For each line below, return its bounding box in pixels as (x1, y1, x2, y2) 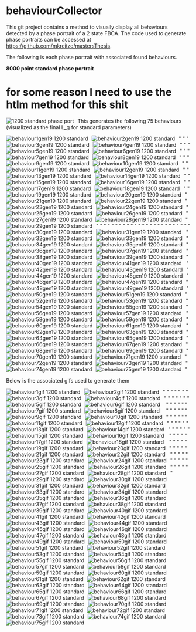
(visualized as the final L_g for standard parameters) (6, 123, 132, 130)
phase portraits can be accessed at (6, 36, 92, 43)
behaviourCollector (6, 4, 102, 18)
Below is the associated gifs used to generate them (6, 377, 130, 384)
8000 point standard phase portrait (6, 65, 94, 72)
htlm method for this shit (6, 98, 129, 111)
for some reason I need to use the (6, 86, 172, 99)
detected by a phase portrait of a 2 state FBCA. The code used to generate (6, 29, 187, 36)
